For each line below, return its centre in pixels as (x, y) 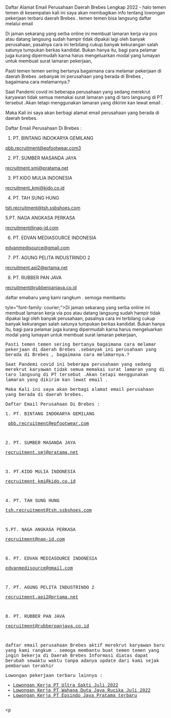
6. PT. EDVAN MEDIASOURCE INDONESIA (51, 559)
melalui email (19, 24)
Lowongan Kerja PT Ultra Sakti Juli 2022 (65, 685)
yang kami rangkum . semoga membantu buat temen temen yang (82, 651)
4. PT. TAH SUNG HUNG (33, 501)
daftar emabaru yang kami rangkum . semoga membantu (65, 298)
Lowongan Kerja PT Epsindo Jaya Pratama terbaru (75, 696)
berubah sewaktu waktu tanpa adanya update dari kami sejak (82, 661)
